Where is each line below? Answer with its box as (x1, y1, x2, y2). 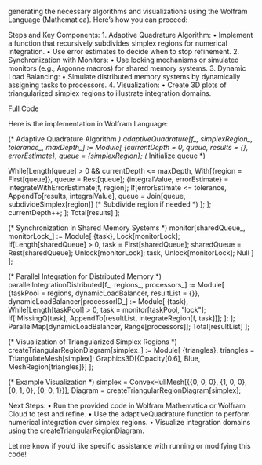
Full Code (8, 104, 39, 113)
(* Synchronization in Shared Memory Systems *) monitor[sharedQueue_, (8, 223, 246, 233)
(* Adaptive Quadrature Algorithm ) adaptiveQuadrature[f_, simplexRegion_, (8, 134, 253, 144)
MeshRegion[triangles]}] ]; (8, 362, 94, 372)
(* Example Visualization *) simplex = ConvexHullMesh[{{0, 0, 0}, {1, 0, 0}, (8, 377, 247, 386)
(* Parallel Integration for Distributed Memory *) (8, 272, 162, 281)
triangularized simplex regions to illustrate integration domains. (8, 89, 212, 97)
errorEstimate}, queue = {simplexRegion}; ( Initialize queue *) (8, 151, 206, 160)
